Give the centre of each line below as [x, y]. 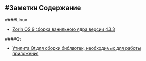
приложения [25, 53]
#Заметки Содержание [43, 8]
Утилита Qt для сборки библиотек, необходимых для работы [76, 48]
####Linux [16, 20]
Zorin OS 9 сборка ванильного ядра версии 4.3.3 [64, 29]
